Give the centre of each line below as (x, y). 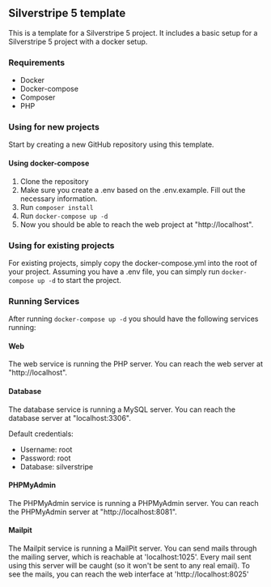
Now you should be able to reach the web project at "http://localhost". (137, 224)
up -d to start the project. (79, 280)
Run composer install (57, 207)
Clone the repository (54, 181)
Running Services (44, 301)
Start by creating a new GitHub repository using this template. (111, 144)
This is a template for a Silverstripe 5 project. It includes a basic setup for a (133, 32)
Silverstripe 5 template (67, 13)
